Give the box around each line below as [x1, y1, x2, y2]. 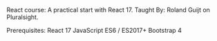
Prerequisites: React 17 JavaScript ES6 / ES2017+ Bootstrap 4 [6, 27, 182, 34]
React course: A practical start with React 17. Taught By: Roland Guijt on [6, 6, 210, 14]
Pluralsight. [6, 13, 39, 21]
